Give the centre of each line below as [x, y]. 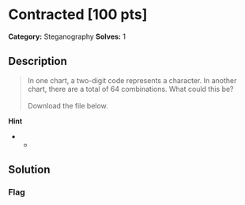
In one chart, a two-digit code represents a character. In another [132, 80]
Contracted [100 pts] [78, 15]
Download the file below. [68, 105]
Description [38, 61]
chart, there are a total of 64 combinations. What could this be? [131, 89]
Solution [29, 170]
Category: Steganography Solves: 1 [67, 36]
